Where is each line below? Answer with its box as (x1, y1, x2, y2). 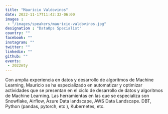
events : (5, 58, 22, 63)
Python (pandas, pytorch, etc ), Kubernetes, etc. (5, 103, 105, 109)
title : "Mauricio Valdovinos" (5, 7, 69, 12)
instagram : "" (5, 40, 35, 45)
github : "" (5, 53, 28, 59)
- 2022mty (7, 63, 28, 68)
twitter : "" (5, 44, 30, 49)
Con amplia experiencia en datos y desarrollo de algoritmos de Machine (5, 77, 154, 83)
